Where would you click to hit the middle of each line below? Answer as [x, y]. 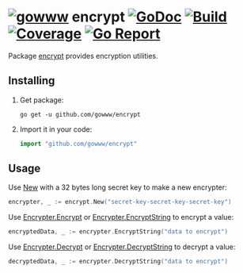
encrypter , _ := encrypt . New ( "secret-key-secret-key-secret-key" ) [120, 202]
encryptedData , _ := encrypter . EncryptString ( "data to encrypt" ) [118, 232]
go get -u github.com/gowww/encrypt [80, 114]
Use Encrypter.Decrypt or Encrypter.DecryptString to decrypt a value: [122, 247]
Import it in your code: [56, 129]
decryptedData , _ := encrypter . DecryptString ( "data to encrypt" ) [118, 262]
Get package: [42, 100]
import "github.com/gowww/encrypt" [78, 144]
